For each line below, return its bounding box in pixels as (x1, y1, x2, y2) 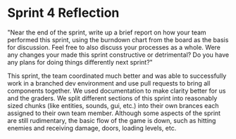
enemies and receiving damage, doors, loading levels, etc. (7, 124, 177, 132)
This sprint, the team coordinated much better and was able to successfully (7, 72, 227, 80)
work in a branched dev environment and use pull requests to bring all (7, 79, 211, 87)
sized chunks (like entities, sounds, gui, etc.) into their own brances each (7, 101, 220, 110)
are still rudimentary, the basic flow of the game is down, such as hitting (7, 116, 216, 124)
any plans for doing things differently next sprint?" (7, 58, 153, 66)
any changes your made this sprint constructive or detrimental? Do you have (7, 51, 230, 59)
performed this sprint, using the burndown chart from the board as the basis (7, 35, 229, 44)
